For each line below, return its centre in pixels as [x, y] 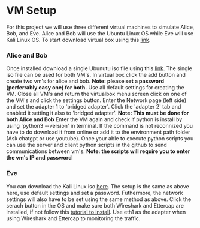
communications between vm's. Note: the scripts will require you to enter [98, 151]
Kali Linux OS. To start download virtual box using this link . [78, 40]
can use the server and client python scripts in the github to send [87, 145]
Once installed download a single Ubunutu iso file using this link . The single [99, 68]
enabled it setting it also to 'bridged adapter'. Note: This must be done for [98, 113]
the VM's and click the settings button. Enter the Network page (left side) [96, 100]
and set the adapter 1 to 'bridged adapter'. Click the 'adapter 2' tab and [94, 107]
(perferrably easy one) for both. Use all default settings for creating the [95, 88]
